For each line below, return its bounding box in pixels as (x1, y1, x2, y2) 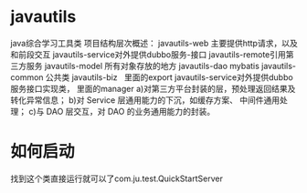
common (10, 71, 44, 83)
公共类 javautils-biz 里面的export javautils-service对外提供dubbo (45, 71, 293, 83)
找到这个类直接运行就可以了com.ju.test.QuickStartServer (10, 173, 223, 184)
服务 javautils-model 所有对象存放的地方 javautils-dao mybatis (26, 60, 259, 71)
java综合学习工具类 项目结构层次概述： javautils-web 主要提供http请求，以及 (10, 37, 298, 48)
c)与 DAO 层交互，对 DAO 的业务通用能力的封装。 (27, 106, 216, 117)
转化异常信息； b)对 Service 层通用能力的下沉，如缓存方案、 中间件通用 (10, 94, 281, 106)
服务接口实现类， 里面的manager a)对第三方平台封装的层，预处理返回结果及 (10, 83, 296, 94)
